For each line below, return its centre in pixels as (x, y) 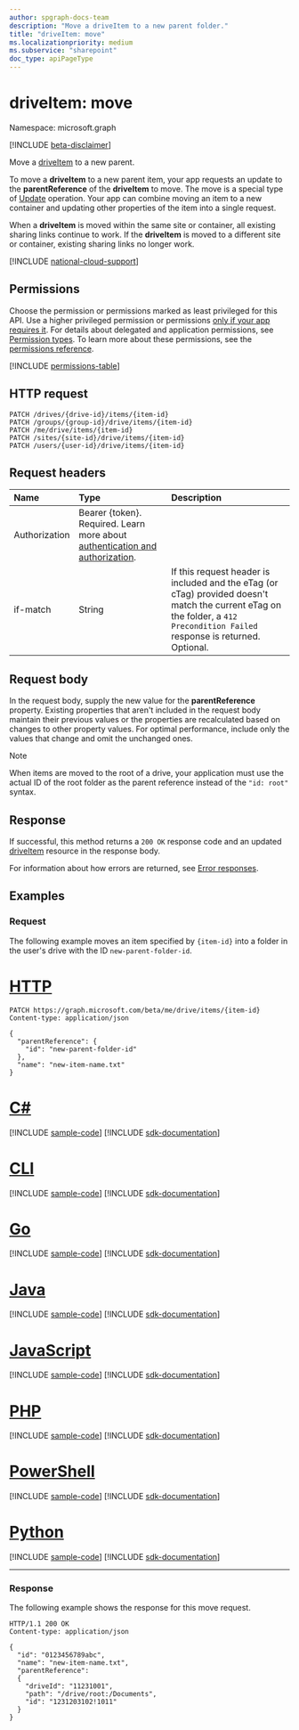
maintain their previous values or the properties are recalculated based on (145, 720)
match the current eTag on (226, 605)
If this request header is (220, 572)
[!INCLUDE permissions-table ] (65, 365)
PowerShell (52, 1472)
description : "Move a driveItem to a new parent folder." (119, 26)
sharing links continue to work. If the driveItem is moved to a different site (145, 234)
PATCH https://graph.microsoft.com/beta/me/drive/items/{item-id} (135, 1010)
